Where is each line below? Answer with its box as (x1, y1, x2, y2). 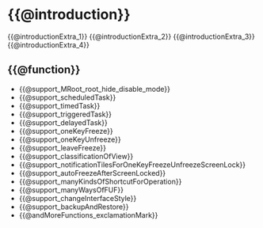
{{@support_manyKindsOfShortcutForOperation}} (18, 177, 182, 186)
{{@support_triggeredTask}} (18, 109, 112, 119)
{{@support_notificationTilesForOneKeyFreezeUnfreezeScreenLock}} (18, 160, 246, 169)
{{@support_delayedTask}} (18, 117, 108, 127)
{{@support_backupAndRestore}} (18, 202, 129, 211)
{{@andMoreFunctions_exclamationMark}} (18, 210, 158, 219)
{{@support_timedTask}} (18, 101, 101, 110)
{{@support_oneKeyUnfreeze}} (18, 135, 121, 144)
